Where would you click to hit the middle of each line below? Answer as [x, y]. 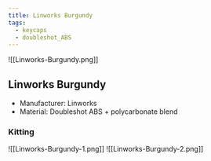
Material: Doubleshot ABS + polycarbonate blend [98, 112]
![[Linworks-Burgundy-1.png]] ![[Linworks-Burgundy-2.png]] [106, 149]
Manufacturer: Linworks [58, 104]
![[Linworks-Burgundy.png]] [53, 60]
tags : [17, 23]
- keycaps [31, 30]
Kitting [22, 132]
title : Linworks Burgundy [50, 15]
